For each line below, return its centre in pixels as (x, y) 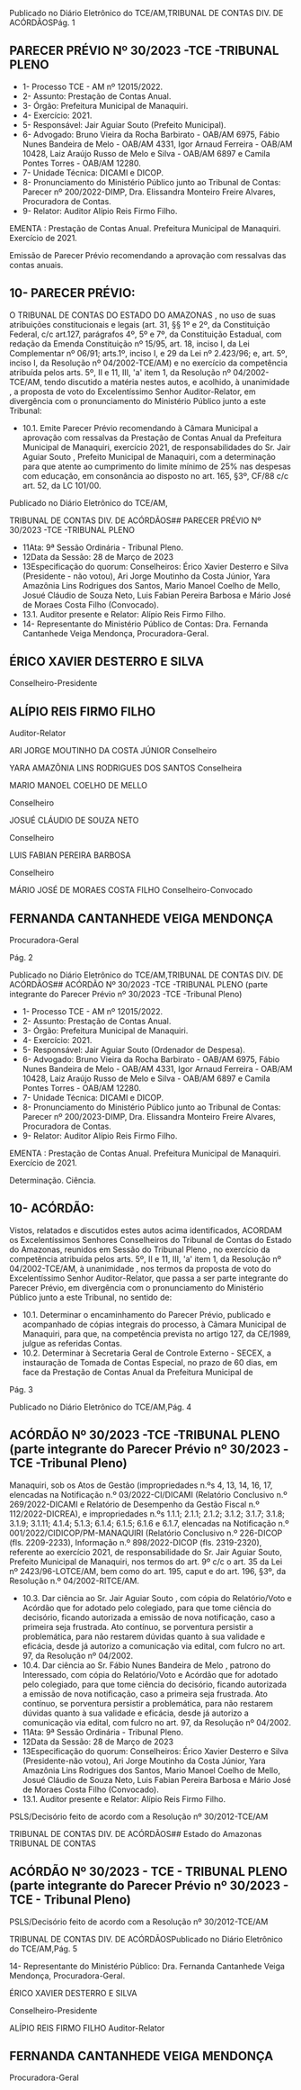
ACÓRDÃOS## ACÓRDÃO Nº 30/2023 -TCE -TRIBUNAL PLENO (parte (138, 985)
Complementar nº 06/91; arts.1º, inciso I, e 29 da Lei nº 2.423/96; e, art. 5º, (148, 353)
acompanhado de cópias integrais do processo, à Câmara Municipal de (155, 1324)
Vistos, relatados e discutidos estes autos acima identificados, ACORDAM (146, 1230)
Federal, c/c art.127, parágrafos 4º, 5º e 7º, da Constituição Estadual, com (146, 334)
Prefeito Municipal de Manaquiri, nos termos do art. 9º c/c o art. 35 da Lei (146, 1562)
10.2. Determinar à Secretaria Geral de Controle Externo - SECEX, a (147, 1353)
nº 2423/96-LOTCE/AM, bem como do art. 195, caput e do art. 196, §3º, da (148, 1571)
